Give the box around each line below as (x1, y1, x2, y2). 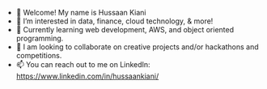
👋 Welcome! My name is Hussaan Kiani (15, 8, 147, 17)
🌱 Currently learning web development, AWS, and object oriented (15, 25, 235, 34)
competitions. (15, 51, 62, 60)
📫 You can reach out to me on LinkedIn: (15, 60, 151, 69)
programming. (15, 33, 64, 43)
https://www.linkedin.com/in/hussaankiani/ (15, 71, 159, 81)
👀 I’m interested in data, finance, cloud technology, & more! (15, 16, 214, 26)
